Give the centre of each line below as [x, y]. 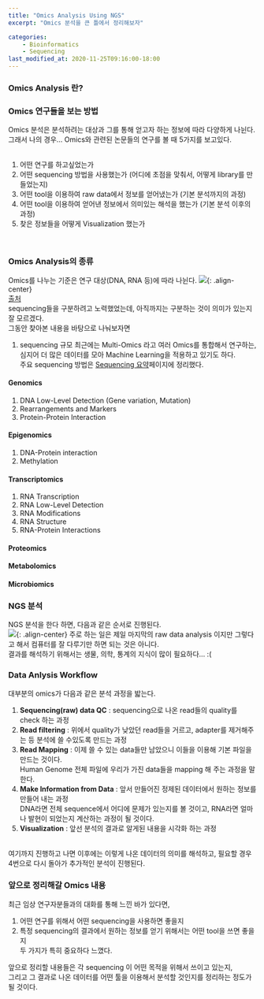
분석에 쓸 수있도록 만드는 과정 [82, 739]
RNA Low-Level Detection [61, 505]
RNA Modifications [50, 514]
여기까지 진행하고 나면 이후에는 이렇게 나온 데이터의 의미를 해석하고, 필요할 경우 [130, 853]
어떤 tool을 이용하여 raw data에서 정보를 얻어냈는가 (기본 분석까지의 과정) [133, 195]
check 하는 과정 [44, 720]
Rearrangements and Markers [68, 409]
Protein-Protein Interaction [63, 417]
